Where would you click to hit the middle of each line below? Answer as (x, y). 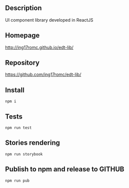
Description (23, 8)
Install (15, 90)
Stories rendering (32, 143)
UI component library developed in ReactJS (49, 20)
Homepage (22, 36)
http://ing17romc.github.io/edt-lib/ (39, 47)
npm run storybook (24, 154)
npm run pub (17, 181)
